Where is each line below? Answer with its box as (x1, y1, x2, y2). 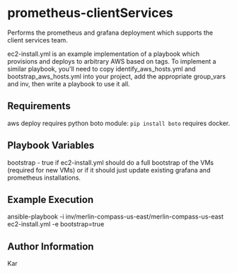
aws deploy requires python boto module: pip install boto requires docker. (7, 119, 231, 127)
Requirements (7, 100, 71, 112)
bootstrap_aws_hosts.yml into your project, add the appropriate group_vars (7, 72, 226, 81)
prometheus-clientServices (7, 5, 173, 21)
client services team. (7, 35, 69, 44)
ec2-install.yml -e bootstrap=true (7, 220, 105, 228)
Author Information (7, 240, 94, 252)
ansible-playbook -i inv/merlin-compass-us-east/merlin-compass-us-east (7, 212, 224, 221)
